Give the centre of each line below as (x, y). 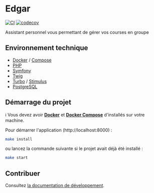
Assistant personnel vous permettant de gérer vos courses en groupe (77, 32)
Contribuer (23, 173)
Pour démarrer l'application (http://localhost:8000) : (59, 130)
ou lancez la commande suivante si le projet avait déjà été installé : (74, 148)
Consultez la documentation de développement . (55, 185)
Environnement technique (47, 48)
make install (19, 139)
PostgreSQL (25, 86)
